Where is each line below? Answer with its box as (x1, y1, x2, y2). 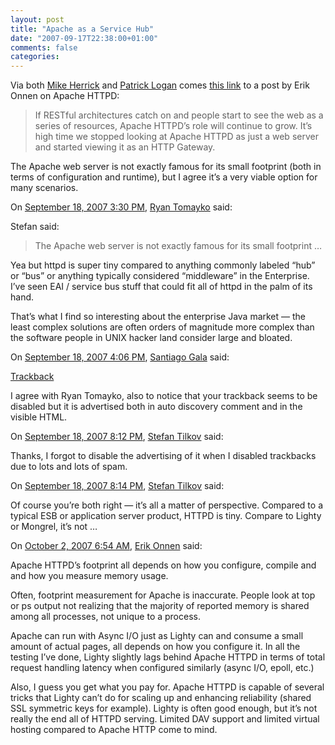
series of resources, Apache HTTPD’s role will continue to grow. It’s (34, 120, 313, 132)
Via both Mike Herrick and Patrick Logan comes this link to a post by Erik (10, 79, 310, 91)
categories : (10, 52, 60, 62)
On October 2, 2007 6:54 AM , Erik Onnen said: (10, 540, 203, 552)
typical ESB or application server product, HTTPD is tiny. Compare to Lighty (10, 510, 322, 522)
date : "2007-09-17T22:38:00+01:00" (10, 33, 159, 43)
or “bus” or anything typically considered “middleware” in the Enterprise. (10, 270, 310, 282)
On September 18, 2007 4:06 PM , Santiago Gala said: (10, 351, 230, 363)
